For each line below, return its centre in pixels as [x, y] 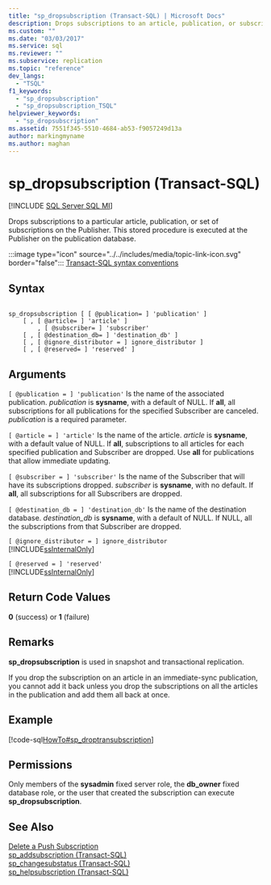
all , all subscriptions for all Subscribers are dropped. [96, 494]
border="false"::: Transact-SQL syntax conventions [94, 263]
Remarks [31, 642]
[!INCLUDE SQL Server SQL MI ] [60, 206]
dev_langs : [27, 76]
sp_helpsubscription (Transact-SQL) [69, 872]
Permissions [40, 765]
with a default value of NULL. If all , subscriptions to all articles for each [126, 444]
